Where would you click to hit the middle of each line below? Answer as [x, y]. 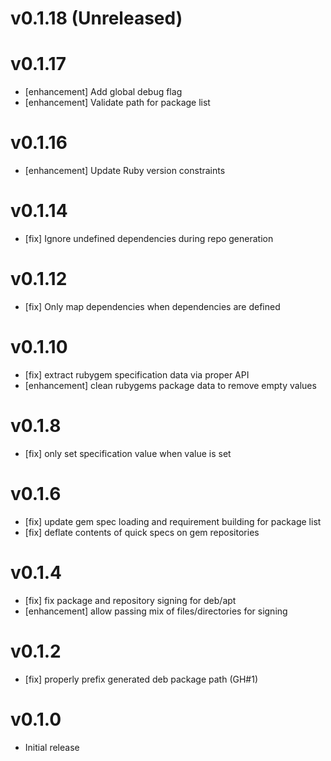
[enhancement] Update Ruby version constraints [125, 171]
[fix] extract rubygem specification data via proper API [137, 374]
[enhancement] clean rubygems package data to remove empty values [170, 385]
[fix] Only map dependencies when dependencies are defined [152, 306]
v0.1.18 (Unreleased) [96, 18]
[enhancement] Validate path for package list [117, 103]
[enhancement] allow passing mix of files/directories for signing [156, 611]
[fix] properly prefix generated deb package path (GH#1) [141, 679]
